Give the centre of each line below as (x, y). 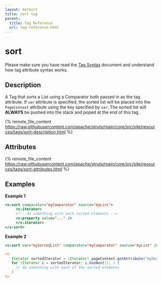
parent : (13, 18)
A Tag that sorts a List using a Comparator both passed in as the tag (73, 97)
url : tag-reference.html (34, 28)
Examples (20, 184)
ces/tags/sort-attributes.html (34, 169)
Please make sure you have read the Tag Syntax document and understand (80, 65)
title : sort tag (21, 14)
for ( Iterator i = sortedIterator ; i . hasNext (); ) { (65, 263)
